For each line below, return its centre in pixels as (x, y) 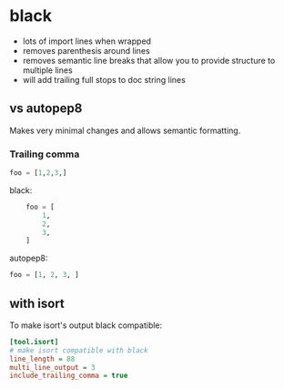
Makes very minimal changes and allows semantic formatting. (125, 130)
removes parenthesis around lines (86, 50)
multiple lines (47, 70)
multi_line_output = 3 (52, 367)
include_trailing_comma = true (69, 376)
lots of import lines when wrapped (87, 41)
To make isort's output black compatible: (86, 325)
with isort (37, 303)
